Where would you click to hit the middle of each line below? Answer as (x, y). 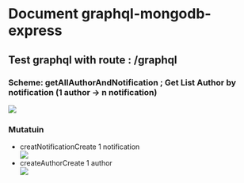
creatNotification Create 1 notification (80, 147)
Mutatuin (26, 129)
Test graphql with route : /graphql (93, 60)
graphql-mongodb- (146, 14)
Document (44, 14)
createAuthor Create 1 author (66, 163)
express (35, 30)
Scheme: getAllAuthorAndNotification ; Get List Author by (122, 82)
